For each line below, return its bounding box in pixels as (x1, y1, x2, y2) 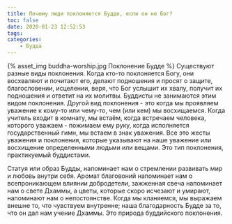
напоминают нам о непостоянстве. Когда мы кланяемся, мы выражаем (7, 194, 222, 202)
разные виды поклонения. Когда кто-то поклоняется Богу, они (7, 69, 194, 77)
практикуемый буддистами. (7, 151, 91, 159)
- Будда (20, 43, 42, 50)
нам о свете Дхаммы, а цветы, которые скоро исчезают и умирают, (7, 186, 211, 195)
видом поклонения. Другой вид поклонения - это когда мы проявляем (7, 99, 219, 107)
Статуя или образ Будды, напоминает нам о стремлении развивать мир (7, 165, 223, 172)
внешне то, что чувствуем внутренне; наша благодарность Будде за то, (7, 202, 222, 209)
